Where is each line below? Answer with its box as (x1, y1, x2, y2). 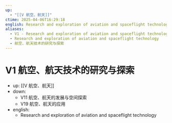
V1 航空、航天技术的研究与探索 (5, 65, 135, 76)
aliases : (5, 27, 24, 32)
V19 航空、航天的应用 (20, 100, 66, 107)
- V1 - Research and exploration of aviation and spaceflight (10, 31, 145, 36)
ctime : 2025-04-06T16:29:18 (5, 17, 66, 22)
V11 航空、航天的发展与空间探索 (20, 94, 87, 100)
